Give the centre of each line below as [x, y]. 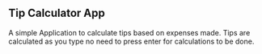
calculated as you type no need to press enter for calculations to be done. [131, 41]
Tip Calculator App [57, 13]
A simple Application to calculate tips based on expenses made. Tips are [129, 32]
